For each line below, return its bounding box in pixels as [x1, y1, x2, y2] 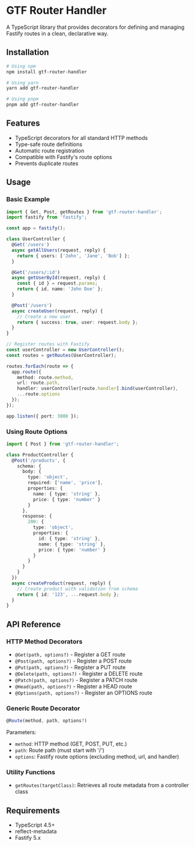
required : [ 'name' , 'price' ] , [28, 480, 103, 486]
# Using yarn [6, 79, 39, 86]
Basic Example [6, 195, 50, 204]
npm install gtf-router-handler [6, 68, 87, 75]
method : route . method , [17, 374, 74, 380]
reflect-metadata [14, 828, 57, 835]
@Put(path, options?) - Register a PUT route [14, 663, 126, 670]
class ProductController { [6, 452, 74, 458]
